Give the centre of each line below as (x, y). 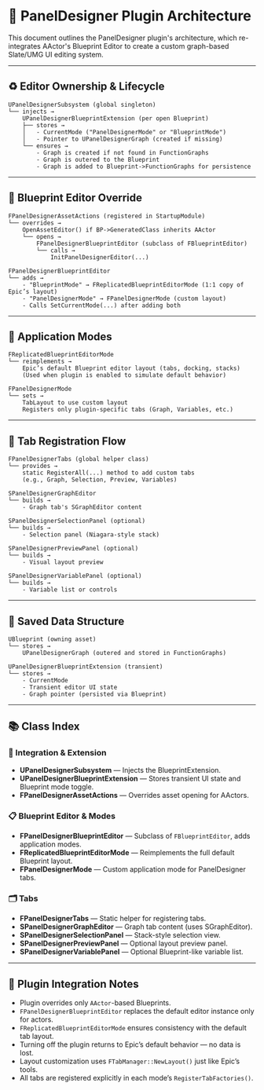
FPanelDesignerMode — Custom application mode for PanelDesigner (132, 869)
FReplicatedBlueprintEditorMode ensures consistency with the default (133, 1028)
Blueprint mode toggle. (57, 786)
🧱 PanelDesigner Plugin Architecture (130, 16)
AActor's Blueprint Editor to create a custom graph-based (136, 46)
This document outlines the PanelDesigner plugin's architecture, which (123, 38)
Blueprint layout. (46, 861)
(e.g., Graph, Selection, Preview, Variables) (100, 480)
